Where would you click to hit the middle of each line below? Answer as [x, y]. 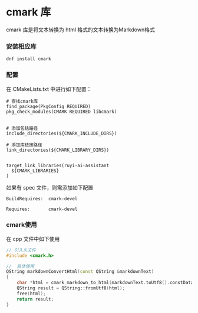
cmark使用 [22, 225]
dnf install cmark [29, 59]
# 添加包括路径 [22, 128]
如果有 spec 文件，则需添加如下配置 [49, 187]
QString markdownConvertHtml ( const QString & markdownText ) [80, 272]
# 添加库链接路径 [24, 145]
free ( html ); [31, 294]
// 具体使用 [20, 266]
